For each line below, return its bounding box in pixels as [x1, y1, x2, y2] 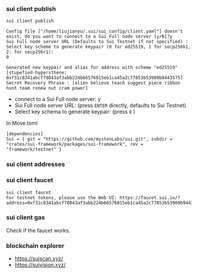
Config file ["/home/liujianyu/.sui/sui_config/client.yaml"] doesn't [6, 28, 183, 34]
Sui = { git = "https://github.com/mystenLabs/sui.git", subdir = [6, 136, 173, 142]
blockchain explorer [6, 242, 65, 250]
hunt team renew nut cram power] [6, 85, 88, 92]
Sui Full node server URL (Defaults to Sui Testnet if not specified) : [6, 39, 189, 45]
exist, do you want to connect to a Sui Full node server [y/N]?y [6, 34, 173, 40]
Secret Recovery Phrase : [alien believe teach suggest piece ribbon [6, 80, 181, 86]
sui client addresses [6, 160, 65, 168]
